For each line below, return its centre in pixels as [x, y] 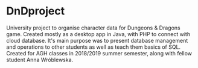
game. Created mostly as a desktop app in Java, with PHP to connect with [98, 34]
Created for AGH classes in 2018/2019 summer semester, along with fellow [99, 53]
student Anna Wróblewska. [40, 60]
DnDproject [36, 11]
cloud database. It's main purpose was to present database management [97, 40]
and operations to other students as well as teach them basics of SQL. [94, 47]
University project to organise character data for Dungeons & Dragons [93, 28]
